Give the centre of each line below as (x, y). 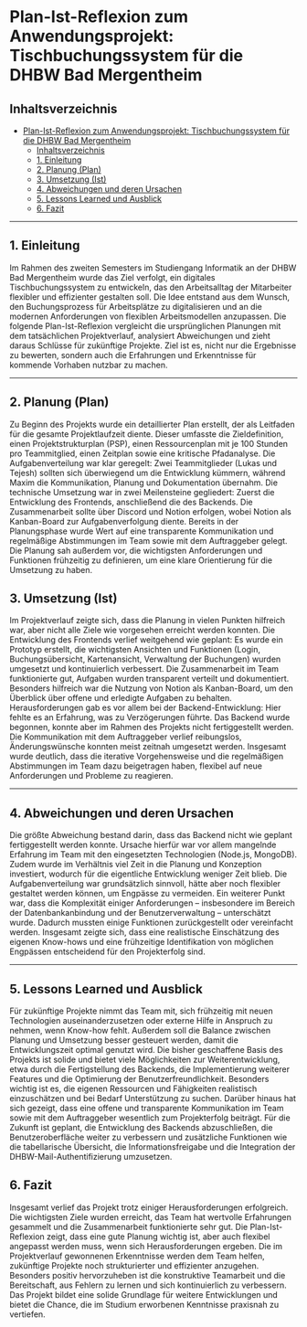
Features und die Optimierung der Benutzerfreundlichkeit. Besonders (139, 1079)
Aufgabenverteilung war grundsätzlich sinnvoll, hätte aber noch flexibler (145, 884)
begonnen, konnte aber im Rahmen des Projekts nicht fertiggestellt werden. (152, 727)
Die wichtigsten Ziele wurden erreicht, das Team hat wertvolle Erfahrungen (151, 1216)
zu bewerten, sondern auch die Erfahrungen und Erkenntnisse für (133, 355)
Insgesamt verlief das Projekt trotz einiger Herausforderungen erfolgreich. (149, 1207)
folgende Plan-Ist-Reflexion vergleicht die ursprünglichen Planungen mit (145, 325)
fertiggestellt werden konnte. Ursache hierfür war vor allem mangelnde (143, 845)
